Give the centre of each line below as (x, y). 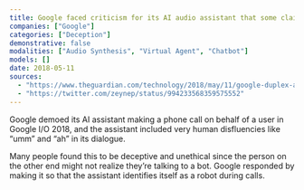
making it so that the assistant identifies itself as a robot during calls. (137, 175)
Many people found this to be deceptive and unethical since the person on (148, 156)
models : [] (30, 60)
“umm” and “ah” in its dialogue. (68, 138)
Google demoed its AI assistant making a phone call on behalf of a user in (147, 119)
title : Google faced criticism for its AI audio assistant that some (143, 18)
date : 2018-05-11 (42, 69)
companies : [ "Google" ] (52, 26)
